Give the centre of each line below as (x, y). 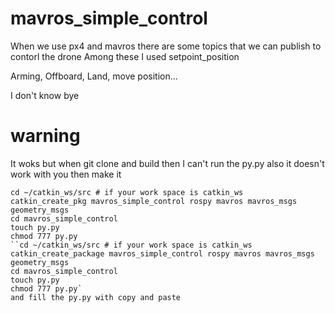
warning (45, 136)
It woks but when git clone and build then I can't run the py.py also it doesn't (167, 163)
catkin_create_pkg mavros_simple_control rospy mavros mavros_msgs (154, 201)
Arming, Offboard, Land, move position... (94, 76)
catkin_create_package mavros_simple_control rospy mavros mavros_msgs (162, 253)
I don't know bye (45, 95)
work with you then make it (66, 174)
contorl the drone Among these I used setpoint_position (125, 56)
